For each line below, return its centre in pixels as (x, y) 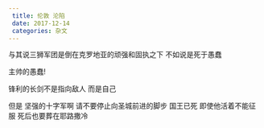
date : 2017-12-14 (41, 23)
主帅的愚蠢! (27, 72)
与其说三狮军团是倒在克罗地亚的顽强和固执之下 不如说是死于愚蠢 (115, 55)
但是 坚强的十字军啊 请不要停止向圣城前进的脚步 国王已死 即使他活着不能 (129, 106)
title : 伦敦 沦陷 (39, 16)
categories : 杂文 (39, 31)
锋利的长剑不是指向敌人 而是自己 (62, 89)
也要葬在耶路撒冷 (60, 116)
